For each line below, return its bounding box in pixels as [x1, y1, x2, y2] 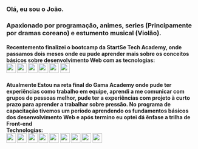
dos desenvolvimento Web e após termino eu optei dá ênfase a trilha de [6, 114, 191, 121]
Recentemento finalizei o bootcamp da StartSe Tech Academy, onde [6, 44, 182, 51]
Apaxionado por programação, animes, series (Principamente [6, 21, 193, 29]
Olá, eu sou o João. [6, 5, 64, 13]
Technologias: [6, 126, 44, 134]
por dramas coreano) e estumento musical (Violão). [6, 29, 162, 37]
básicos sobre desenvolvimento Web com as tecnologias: [6, 57, 155, 64]
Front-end [6, 120, 32, 128]
